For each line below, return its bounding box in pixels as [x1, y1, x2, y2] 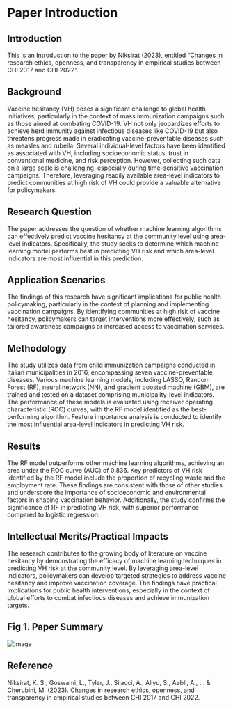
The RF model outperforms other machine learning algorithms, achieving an [7, 459, 225, 467]
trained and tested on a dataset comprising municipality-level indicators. [7, 391, 214, 399]
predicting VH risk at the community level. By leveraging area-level [7, 564, 199, 572]
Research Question [7, 206, 93, 218]
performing [7, 413, 40, 421]
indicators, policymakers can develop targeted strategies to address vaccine [7, 571, 227, 579]
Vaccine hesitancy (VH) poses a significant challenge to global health [7, 104, 207, 113]
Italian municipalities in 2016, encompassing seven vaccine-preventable [7, 368, 214, 377]
